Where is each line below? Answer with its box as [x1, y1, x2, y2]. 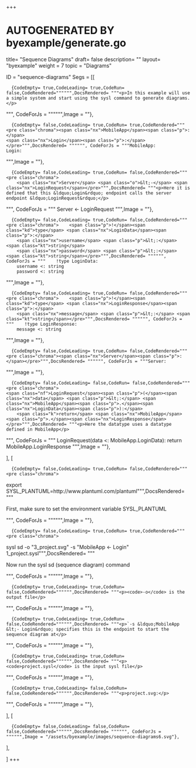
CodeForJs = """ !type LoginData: [6, 258, 99, 264]
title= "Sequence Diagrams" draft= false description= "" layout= [6, 55, 161, 62]
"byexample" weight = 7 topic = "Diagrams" [6, 62, 112, 69]
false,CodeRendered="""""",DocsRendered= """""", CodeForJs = [6, 729, 161, 734]
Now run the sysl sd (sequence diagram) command [6, 561, 130, 568]
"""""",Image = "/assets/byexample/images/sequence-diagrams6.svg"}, [6, 734, 180, 740]
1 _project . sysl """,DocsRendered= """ [6, 549, 95, 557]
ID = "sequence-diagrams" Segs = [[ [6, 73, 95, 80]
